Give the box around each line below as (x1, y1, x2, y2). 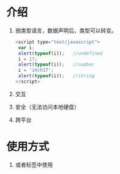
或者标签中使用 (15, 161, 53, 168)
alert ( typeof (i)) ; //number (18, 61, 95, 68)
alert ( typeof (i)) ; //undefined (18, 50, 103, 57)
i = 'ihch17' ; (18, 68, 54, 74)
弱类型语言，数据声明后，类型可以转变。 (15, 27, 117, 34)
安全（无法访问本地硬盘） (15, 103, 80, 110)
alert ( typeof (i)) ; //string (18, 73, 95, 79)
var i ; (18, 44, 35, 50)
